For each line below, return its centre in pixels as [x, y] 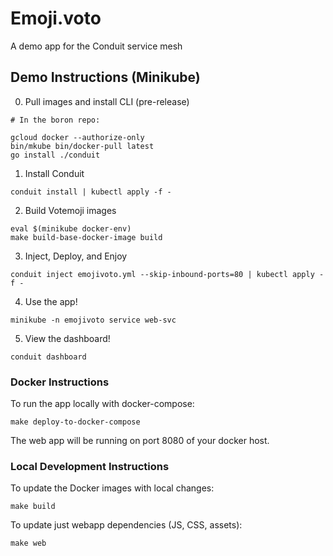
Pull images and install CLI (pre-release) [107, 101]
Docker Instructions [60, 382]
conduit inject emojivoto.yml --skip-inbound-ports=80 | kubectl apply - [167, 274]
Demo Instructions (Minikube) [105, 77]
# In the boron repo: [55, 120]
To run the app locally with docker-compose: [102, 404]
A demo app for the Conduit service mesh [96, 46]
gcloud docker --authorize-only [77, 137]
